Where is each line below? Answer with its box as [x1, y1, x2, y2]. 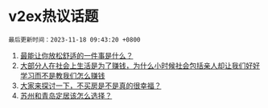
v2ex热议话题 [8, 7, 99, 26]
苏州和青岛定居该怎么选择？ [19, 90, 113, 100]
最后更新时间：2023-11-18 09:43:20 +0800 [8, 35, 141, 44]
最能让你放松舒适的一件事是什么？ [19, 50, 134, 60]
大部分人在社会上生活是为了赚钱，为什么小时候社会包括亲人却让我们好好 [19, 61, 260, 70]
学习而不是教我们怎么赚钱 [19, 70, 105, 80]
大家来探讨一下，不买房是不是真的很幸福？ [19, 81, 162, 90]
